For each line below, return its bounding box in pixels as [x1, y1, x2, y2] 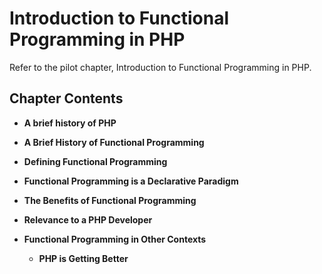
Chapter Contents [9, 90, 124, 107]
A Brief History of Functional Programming [23, 136, 205, 148]
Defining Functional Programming [23, 155, 168, 167]
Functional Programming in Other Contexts [23, 233, 207, 245]
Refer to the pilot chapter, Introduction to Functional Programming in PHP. [9, 61, 312, 73]
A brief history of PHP [23, 117, 117, 129]
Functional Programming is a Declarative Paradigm [23, 175, 239, 187]
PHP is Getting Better [38, 252, 129, 264]
